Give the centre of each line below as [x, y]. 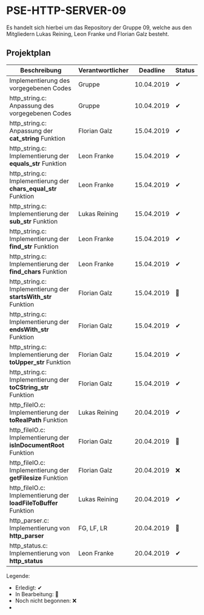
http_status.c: [29, 546]
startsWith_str [30, 297]
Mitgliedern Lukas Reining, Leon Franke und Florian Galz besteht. [88, 33]
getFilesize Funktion [39, 477]
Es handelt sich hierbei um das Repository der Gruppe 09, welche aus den [99, 27]
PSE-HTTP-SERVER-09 [66, 11]
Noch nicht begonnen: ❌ [46, 600]
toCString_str [29, 387]
